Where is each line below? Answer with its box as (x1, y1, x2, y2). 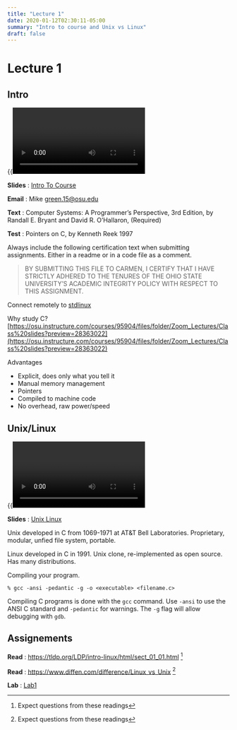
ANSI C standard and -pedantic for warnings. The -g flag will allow (7, 605, 201, 613)
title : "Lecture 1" (7, 10, 65, 18)
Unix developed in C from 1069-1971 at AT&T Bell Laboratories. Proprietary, (7, 529, 225, 537)
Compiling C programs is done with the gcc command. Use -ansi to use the (7, 597, 226, 606)
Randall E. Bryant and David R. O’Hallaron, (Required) (7, 216, 162, 225)
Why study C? (7, 314, 48, 323)
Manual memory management (17, 379, 105, 388)
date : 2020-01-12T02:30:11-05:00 (7, 17, 106, 24)
